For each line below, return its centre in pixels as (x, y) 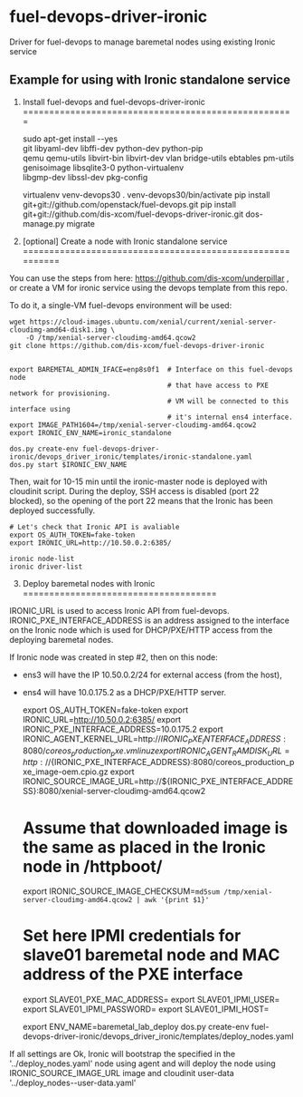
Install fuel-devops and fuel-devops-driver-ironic (114, 102)
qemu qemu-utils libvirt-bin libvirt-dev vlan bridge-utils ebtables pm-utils (158, 158)
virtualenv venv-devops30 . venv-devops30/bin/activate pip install (146, 194)
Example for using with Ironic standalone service (150, 80)
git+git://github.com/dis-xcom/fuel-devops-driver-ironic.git (133, 214)
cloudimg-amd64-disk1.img (58, 330)
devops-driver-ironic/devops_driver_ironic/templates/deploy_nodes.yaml (158, 1036)
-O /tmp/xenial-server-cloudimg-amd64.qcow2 (111, 337)
